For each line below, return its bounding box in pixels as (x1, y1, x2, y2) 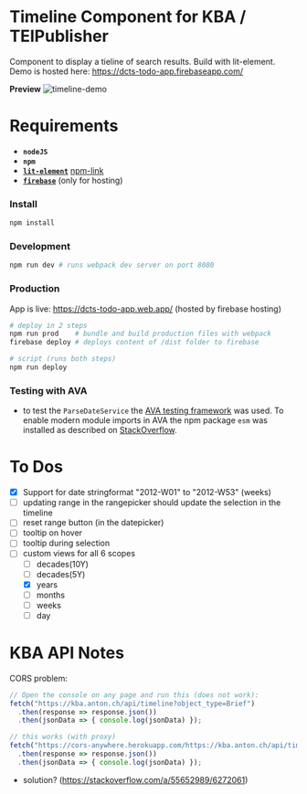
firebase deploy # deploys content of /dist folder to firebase (9, 338, 259, 347)
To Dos (9, 457, 64, 477)
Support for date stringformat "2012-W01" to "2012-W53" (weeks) (22, 487, 272, 498)
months (36, 589, 66, 600)
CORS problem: (9, 672, 69, 683)
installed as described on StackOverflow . (22, 425, 178, 436)
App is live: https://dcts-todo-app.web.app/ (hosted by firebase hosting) (9, 303, 281, 314)
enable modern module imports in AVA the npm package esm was (22, 415, 268, 426)
